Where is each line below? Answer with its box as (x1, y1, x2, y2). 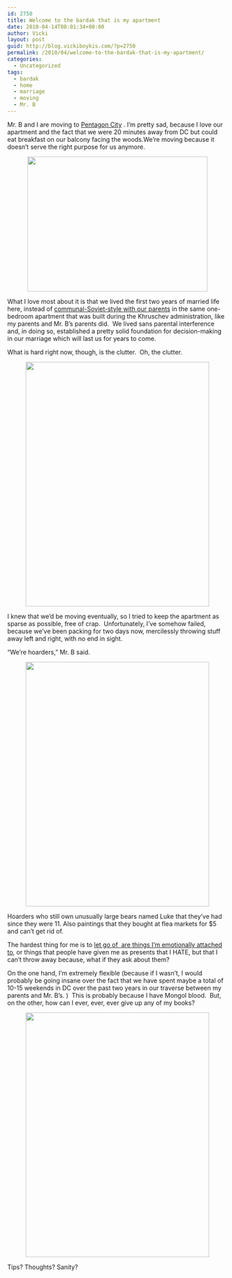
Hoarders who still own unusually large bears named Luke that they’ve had (7, 912, 222, 920)
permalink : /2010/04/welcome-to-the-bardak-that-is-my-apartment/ (7, 50, 205, 57)
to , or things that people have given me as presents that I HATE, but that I (7, 947, 218, 956)
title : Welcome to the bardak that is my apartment (7, 17, 161, 24)
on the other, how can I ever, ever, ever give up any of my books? (7, 999, 196, 1007)
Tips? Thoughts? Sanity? (7, 1263, 78, 1271)
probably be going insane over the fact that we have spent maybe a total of (7, 976, 224, 985)
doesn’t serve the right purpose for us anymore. (7, 143, 145, 151)
